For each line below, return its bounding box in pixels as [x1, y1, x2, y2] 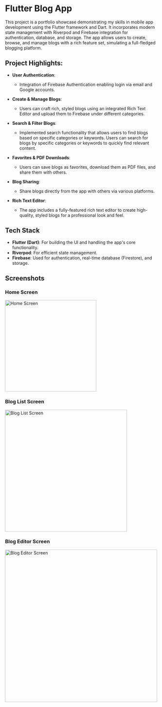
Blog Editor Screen [5, 538, 50, 545]
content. [19, 145, 36, 151]
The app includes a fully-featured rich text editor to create [19, 207, 136, 213]
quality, [19, 212, 35, 218]
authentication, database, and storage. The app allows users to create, [5, 35, 147, 40]
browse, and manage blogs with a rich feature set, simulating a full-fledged [5, 39, 156, 45]
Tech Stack [5, 226, 40, 235]
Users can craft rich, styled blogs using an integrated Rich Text [19, 105, 146, 111]
